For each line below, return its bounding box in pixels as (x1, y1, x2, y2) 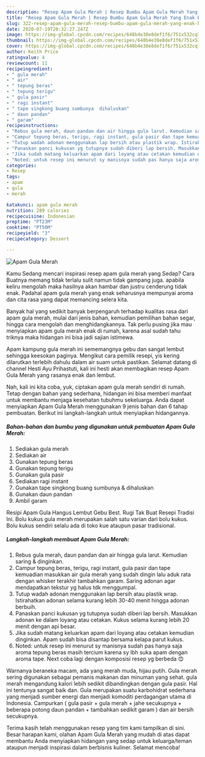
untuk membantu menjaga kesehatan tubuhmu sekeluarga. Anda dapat (6, 396, 185, 403)
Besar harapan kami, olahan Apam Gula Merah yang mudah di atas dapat (6, 731, 190, 738)
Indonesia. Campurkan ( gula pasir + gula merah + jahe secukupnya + (6, 699, 182, 706)
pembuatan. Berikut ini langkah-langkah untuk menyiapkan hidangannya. (6, 409, 190, 416)
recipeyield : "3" (6, 230, 51, 236)
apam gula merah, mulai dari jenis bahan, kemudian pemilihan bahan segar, (6, 314, 196, 321)
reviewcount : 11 (6, 60, 48, 66)
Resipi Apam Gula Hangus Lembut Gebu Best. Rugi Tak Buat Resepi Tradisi (6, 508, 195, 516)
